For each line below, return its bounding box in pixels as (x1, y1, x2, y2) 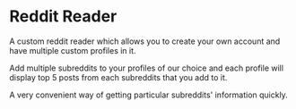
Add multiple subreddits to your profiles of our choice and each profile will (9, 63, 284, 73)
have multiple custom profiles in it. (9, 45, 136, 55)
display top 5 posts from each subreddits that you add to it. (9, 71, 228, 82)
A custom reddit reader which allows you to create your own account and (9, 36, 281, 46)
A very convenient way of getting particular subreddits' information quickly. (9, 89, 289, 100)
